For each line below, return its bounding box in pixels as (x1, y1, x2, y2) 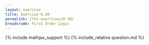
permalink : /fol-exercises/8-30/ (5, 16, 74, 21)
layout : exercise (5, 7, 41, 12)
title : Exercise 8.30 (5, 12, 50, 17)
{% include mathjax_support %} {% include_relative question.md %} (5, 35, 145, 41)
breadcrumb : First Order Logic (5, 21, 70, 26)
